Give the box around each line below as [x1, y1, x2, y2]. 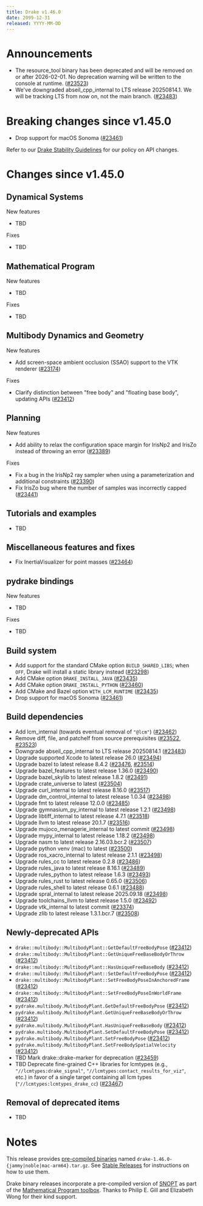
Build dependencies [6, 712, 84, 722]
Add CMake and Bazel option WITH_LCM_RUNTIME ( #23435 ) [15, 688, 159, 695]
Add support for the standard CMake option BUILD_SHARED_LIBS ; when [15, 661, 190, 669]
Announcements [6, 46, 93, 60]
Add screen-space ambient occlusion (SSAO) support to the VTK [15, 358, 178, 366]
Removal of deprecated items [6, 1097, 120, 1108]
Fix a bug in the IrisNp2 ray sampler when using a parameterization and [15, 471, 194, 478]
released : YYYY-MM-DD [6, 20, 61, 26]
